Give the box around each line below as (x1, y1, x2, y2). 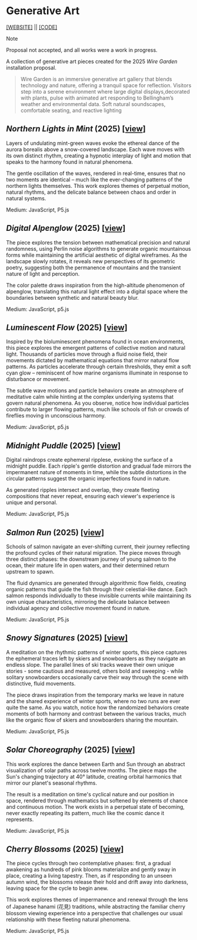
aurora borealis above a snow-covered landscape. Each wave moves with (6, 145, 185, 153)
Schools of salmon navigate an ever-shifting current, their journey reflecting (6, 543, 190, 550)
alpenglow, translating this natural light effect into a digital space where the (6, 287, 188, 295)
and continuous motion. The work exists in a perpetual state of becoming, (6, 803, 185, 810)
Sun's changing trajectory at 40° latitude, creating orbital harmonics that (6, 773, 182, 780)
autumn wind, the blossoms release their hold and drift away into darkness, (6, 879, 188, 886)
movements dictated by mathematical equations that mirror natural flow (6, 357, 179, 364)
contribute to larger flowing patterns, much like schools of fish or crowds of (6, 406, 189, 413)
